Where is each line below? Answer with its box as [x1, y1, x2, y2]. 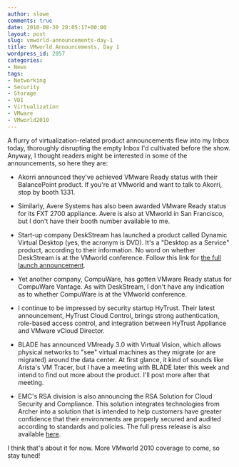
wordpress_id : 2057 [7, 51, 66, 58]
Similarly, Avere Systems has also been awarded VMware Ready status [17, 201, 227, 210]
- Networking [7, 76, 46, 84]
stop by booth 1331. [17, 188, 76, 196]
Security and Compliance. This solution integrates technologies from [17, 399, 220, 408]
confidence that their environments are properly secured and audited [17, 414, 221, 423]
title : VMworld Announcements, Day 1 [7, 43, 120, 51]
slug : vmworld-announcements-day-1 [7, 37, 113, 44]
